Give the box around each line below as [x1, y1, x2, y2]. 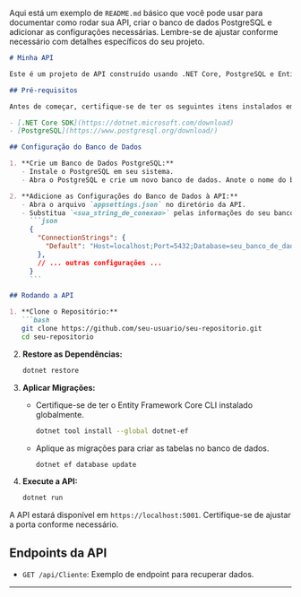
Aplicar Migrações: [21, 382, 96, 393]
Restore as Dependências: [21, 349, 123, 359]
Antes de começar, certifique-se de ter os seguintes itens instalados [9, 102, 282, 111]
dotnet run [21, 493, 64, 503]
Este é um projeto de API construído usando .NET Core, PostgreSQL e [9, 69, 275, 79]
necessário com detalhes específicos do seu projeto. [9, 36, 205, 47]
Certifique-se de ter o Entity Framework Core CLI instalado [35, 399, 254, 411]
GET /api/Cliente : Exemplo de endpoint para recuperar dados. [21, 569, 254, 580]
